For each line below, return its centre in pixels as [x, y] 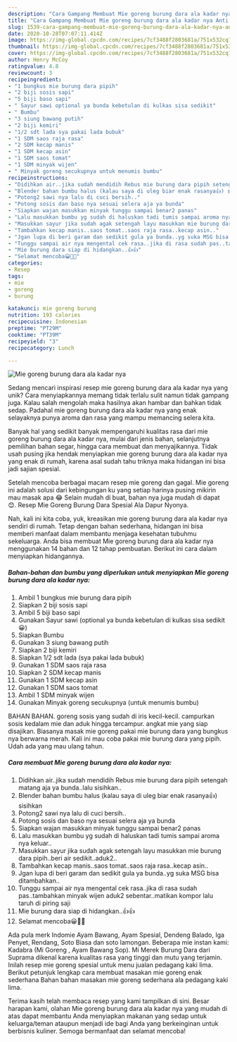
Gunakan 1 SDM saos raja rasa [62, 665]
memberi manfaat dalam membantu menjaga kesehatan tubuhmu [102, 534]
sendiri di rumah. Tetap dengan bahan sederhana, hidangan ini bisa [105, 526]
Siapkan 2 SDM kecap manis [59, 673]
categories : [25, 263]
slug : [16, 27]
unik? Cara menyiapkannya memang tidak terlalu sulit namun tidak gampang [118, 395]
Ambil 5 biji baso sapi [49, 613]
